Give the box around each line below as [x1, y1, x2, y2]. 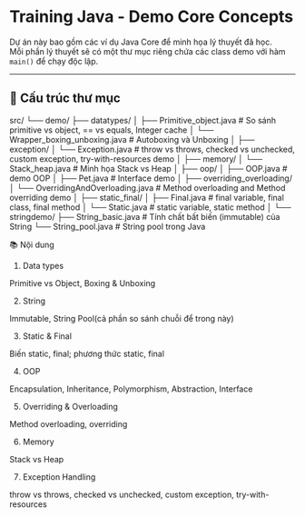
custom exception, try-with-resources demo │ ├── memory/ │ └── [9, 153, 263, 164]
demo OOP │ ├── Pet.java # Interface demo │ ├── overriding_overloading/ [9, 173, 293, 184]
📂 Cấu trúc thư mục [9, 91, 121, 106]
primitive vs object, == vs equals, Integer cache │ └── [9, 124, 214, 135]
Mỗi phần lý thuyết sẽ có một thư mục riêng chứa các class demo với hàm [9, 45, 286, 56]
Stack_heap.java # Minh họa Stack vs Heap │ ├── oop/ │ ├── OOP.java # [9, 163, 288, 174]
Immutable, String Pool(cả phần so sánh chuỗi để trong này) [9, 313, 234, 323]
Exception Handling [22, 471, 96, 482]
